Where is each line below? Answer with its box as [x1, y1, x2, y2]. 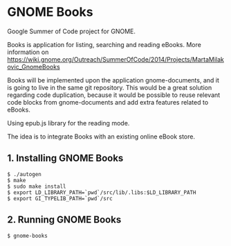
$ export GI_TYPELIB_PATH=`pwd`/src [7, 195, 113, 202]
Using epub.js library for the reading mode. [7, 118, 130, 127]
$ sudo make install [7, 183, 67, 190]
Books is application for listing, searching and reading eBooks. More [7, 40, 202, 49]
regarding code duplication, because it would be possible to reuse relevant [7, 91, 221, 99]
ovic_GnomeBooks [7, 62, 60, 71]
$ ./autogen [7, 170, 41, 177]
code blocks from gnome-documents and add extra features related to [7, 98, 209, 106]
